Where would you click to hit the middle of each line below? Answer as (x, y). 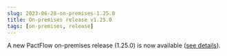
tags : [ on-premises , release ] (51, 26)
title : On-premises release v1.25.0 (60, 20)
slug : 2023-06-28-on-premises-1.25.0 (61, 13)
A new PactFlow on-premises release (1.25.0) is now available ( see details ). (114, 46)
